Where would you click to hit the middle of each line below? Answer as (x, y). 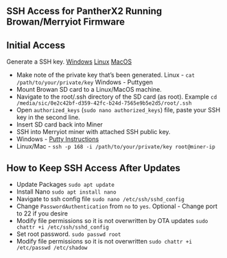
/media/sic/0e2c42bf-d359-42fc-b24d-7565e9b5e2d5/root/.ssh (104, 103)
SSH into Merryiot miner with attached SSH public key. (93, 132)
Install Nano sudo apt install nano (66, 192)
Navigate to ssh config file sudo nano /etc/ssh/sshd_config (100, 199)
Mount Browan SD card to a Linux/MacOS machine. (89, 90)
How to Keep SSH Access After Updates (94, 168)
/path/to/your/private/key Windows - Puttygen (85, 82)
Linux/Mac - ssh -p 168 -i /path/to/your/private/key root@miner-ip (116, 146)
